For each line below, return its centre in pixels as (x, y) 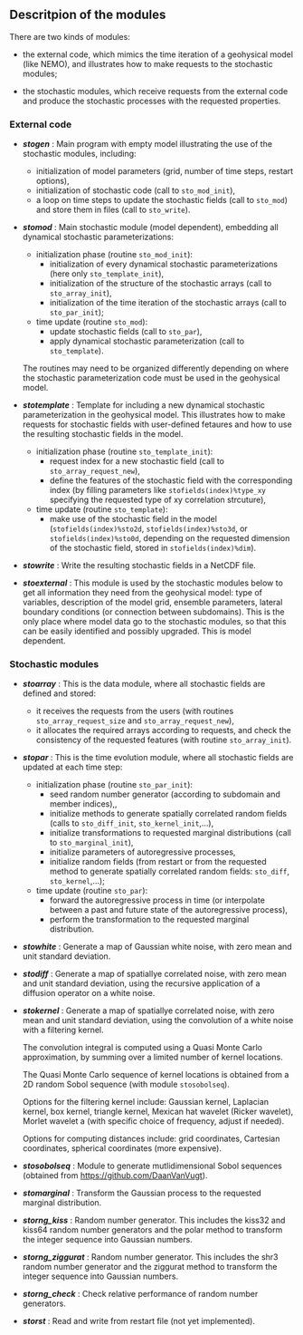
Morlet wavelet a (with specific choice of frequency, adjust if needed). (153, 1121)
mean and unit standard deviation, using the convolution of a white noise (158, 1021)
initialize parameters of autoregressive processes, (142, 852)
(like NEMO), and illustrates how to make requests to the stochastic (147, 63)
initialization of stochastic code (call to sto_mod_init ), (136, 190)
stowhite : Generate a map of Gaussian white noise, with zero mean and (157, 947)
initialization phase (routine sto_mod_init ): (114, 255)
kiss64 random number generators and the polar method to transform (152, 1230)
